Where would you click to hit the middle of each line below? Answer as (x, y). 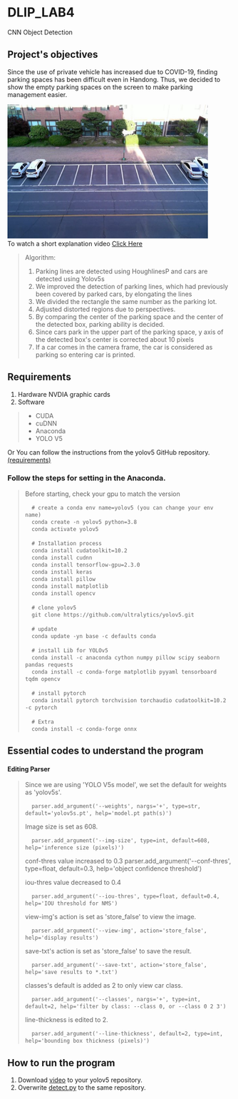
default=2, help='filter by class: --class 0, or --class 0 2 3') (125, 1007)
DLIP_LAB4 (41, 12)
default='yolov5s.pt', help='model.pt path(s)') (98, 814)
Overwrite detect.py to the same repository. (82, 1088)
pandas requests (49, 664)
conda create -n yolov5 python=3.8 (84, 522)
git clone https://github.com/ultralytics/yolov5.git (113, 614)
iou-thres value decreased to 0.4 (73, 883)
